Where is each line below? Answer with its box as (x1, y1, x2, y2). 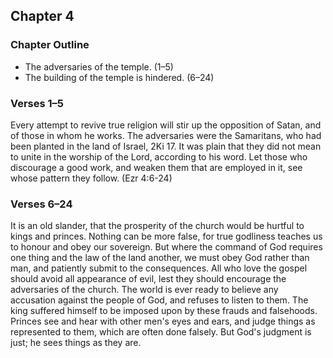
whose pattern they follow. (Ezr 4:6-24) (10, 172, 173, 184)
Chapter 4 (10, 8, 75, 25)
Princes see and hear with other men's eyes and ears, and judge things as (10, 315, 316, 328)
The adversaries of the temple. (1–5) (24, 60, 174, 73)
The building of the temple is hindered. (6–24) (24, 71, 215, 83)
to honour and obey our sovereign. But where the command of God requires (10, 241, 323, 253)
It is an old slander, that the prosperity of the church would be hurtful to (10, 220, 305, 232)
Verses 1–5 (10, 96, 64, 110)
